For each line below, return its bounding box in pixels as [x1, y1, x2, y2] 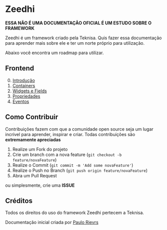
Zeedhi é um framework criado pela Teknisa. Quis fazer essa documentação [5, 35, 162, 41]
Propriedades [12, 93, 41, 99]
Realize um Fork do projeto [12, 146, 68, 152]
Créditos [5, 196, 33, 205]
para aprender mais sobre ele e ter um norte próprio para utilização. [5, 40, 145, 46]
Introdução [12, 77, 35, 83]
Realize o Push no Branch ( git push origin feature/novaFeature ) [12, 167, 148, 173]
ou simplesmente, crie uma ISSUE [5, 182, 75, 188]
